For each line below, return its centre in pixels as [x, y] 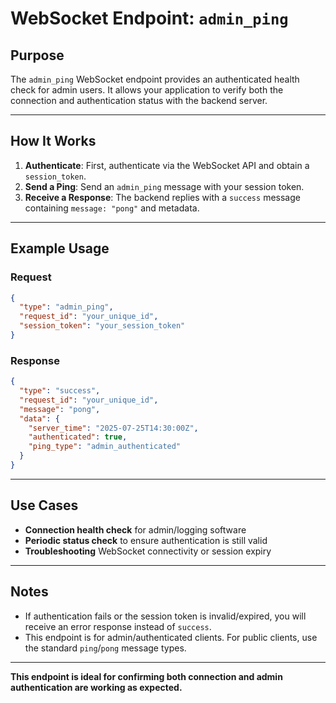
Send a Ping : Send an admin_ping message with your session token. [164, 186]
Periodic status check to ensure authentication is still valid [146, 540]
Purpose [37, 55]
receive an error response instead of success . [118, 626]
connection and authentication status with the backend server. [139, 100]
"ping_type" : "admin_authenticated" [105, 447]
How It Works [53, 141]
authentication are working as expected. [96, 687]
